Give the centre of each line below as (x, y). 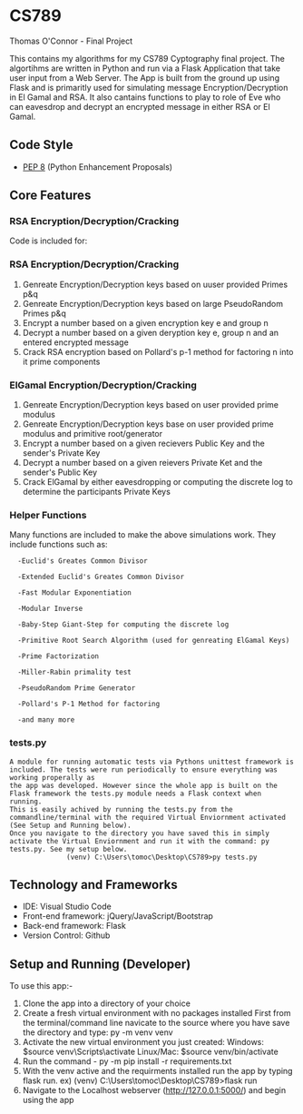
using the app (48, 1100)
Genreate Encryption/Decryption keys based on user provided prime (151, 405)
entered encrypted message (75, 342)
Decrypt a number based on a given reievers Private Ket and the (142, 463)
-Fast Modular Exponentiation (74, 593)
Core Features (50, 196)
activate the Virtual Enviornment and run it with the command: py (140, 841)
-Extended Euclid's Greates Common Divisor (101, 577)
